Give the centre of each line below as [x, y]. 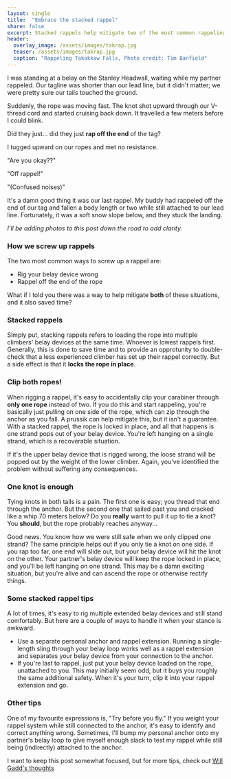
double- [212, 350]
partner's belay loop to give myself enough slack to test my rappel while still [115, 740]
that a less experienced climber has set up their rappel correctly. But [123, 357]
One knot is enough [41, 487]
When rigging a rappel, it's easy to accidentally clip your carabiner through [113, 397]
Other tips [24, 703]
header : [18, 39]
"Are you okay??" [32, 160]
